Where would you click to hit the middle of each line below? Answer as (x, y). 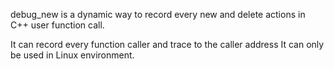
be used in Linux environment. (72, 55)
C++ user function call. (57, 25)
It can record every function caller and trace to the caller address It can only (167, 44)
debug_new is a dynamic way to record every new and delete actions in (158, 14)
